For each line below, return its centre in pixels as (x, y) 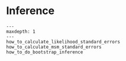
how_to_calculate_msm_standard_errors (54, 47)
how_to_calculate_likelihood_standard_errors (63, 42)
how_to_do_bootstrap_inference (45, 52)
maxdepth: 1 (21, 31)
